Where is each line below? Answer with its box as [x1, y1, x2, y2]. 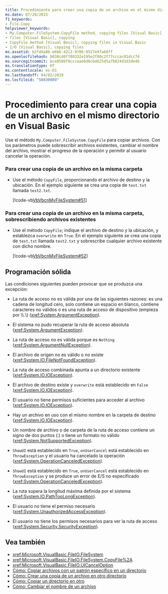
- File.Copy [5, 21, 30, 27]
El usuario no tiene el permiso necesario [12, 503, 95, 509]
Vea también [5, 538, 45, 547]
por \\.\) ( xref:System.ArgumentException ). [12, 312, 101, 318]
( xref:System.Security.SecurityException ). [12, 524, 99, 530]
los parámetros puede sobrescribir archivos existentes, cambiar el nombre [5, 142, 158, 148]
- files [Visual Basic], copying [5, 36, 75, 41]
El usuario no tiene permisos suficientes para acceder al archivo [12, 397, 145, 403]
